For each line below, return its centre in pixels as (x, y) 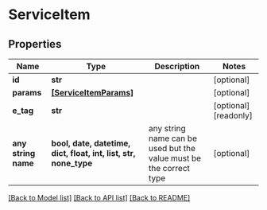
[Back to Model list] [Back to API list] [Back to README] (99, 198)
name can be (172, 138)
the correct (169, 168)
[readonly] (233, 115)
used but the (172, 148)
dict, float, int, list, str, (93, 153)
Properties (35, 44)
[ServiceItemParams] (92, 93)
